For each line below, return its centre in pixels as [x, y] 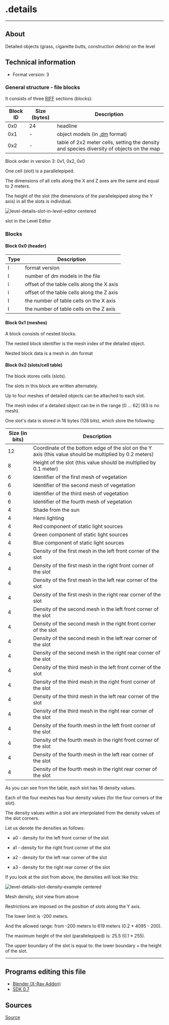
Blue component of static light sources [78, 543]
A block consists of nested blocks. [41, 334]
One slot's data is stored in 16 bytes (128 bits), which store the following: [80, 421]
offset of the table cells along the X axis [71, 284]
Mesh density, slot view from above [42, 897]
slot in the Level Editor [28, 220]
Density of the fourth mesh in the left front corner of [94, 726]
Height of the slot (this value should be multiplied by [95, 463]
